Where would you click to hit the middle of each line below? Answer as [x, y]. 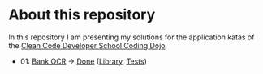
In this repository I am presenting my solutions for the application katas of [131, 37]
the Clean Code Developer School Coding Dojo [87, 45]
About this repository [82, 15]
